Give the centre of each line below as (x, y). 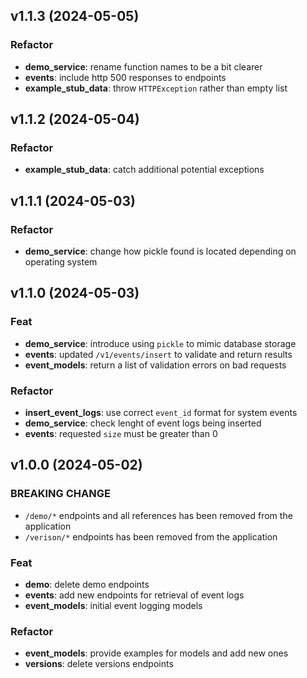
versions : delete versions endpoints (99, 664)
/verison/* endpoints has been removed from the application (151, 536)
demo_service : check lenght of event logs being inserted (143, 423)
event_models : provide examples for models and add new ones (156, 653)
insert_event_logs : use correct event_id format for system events (161, 413)
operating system (61, 262)
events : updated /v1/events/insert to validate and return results (158, 354)
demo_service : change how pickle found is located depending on (160, 251)
